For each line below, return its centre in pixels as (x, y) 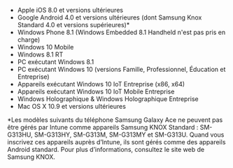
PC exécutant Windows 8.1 (56, 62)
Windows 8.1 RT (40, 54)
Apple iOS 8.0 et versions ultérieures (70, 10)
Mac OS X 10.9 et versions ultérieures (71, 106)
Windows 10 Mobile (45, 47)
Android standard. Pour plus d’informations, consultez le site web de (106, 150)
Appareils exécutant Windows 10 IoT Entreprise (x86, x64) (101, 84)
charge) (29, 40)
